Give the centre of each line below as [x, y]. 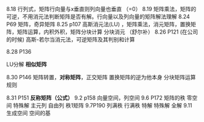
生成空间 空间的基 [28, 113]
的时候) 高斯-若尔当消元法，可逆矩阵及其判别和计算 [71, 39]
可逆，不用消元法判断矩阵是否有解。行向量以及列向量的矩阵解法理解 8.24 [98, 16]
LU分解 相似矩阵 [27, 64]
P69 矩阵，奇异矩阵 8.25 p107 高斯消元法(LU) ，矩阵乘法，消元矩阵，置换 [99, 24]
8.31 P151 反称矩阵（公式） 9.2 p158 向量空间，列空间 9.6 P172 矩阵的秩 [96, 98]
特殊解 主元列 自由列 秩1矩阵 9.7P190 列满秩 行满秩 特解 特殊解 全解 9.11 [103, 105]
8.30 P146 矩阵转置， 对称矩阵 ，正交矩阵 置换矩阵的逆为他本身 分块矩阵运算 [101, 77]
